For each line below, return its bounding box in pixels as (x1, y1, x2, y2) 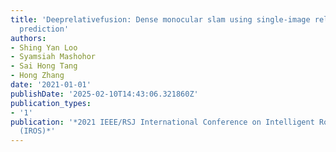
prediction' (19, 24, 70, 34)
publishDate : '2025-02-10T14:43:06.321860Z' (10, 89, 199, 99)
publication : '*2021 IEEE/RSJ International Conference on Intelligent (10, 117, 315, 127)
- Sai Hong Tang (10, 61, 78, 71)
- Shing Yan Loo (10, 42, 78, 53)
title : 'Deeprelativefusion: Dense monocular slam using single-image (10, 14, 311, 25)
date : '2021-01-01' (10, 80, 92, 90)
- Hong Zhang (10, 71, 65, 81)
